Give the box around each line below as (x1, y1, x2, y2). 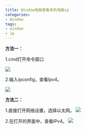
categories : (5, 12, 30, 17)
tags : (5, 21, 17, 27)
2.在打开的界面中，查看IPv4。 (5, 118, 67, 124)
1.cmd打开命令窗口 (5, 56, 44, 62)
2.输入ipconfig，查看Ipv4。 (5, 76, 62, 82)
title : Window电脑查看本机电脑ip (5, 7, 69, 13)
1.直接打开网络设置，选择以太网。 (5, 107, 74, 113)
